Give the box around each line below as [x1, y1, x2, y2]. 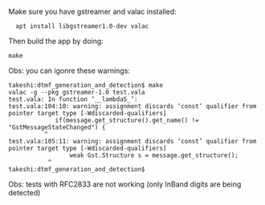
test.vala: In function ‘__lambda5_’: [8, 95, 138, 103]
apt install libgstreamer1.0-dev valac [15, 22, 149, 30]
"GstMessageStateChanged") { [8, 123, 106, 131]
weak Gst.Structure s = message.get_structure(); [69, 151, 239, 159]
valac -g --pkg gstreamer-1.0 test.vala [8, 88, 146, 96]
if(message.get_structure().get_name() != [55, 116, 199, 124]
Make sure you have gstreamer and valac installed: [8, 7, 177, 16]
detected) [8, 188, 41, 197]
